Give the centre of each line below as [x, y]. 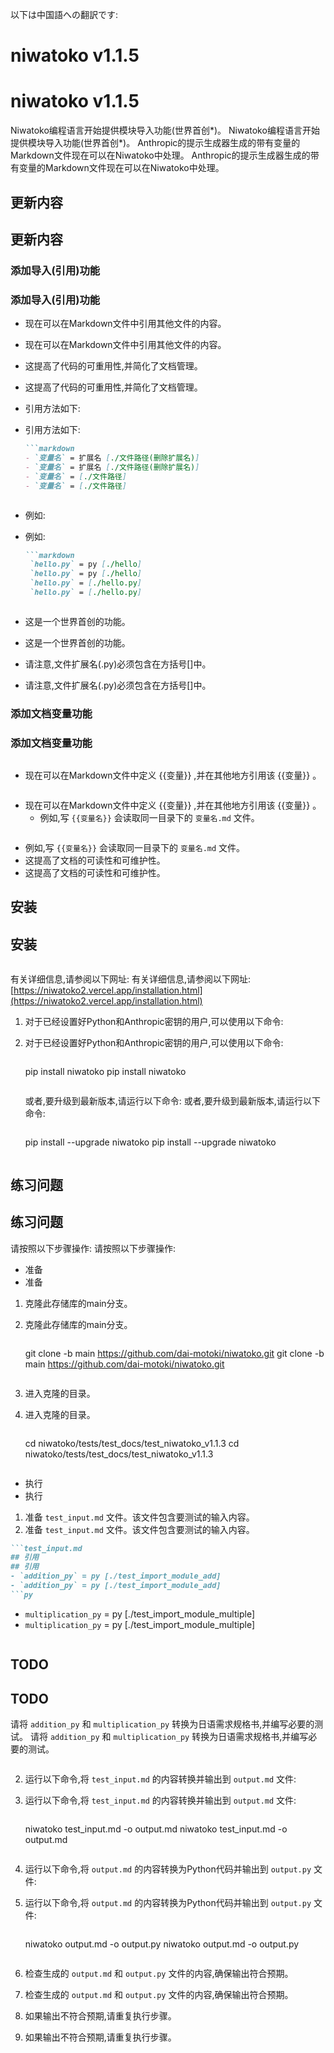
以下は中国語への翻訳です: [64, 14]
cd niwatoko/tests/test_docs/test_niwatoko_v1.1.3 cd [132, 1443]
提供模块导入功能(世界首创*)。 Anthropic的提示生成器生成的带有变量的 [155, 143]
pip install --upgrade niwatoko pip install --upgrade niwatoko [150, 1142]
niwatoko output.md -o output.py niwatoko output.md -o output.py [162, 1944]
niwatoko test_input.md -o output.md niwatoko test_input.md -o [156, 1829]
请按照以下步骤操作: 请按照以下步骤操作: [93, 1248]
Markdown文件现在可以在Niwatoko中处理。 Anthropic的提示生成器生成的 [160, 155]
